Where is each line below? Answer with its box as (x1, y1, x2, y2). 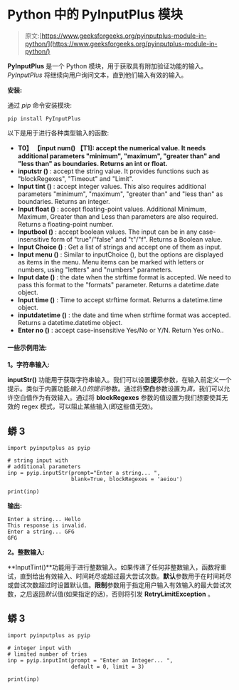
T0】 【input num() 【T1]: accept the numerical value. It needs (17, 143, 206, 152)
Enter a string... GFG (7, 528, 75, 535)
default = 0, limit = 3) (70, 663, 144, 670)
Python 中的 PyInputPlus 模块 (7, 6, 184, 23)
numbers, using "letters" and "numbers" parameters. (17, 265, 173, 274)
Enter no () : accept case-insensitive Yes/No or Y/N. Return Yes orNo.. (17, 326, 224, 334)
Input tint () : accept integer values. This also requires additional (17, 182, 206, 190)
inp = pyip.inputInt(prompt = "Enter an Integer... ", (7, 656, 174, 664)
